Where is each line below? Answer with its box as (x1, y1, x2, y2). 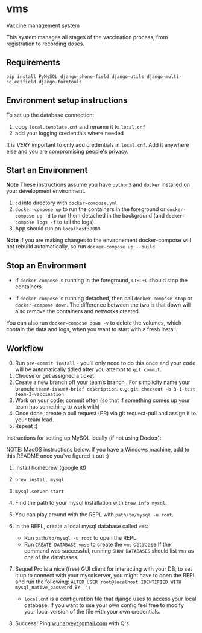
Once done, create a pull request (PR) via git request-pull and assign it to (14, 410, 197, 417)
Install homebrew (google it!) (14, 464, 86, 471)
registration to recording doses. (6, 40, 84, 47)
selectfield (6, 79, 36, 85)
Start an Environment (6, 165, 88, 175)
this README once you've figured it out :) (6, 452, 110, 459)
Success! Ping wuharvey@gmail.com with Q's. (14, 620, 131, 627)
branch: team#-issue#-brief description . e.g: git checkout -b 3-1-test (14, 385, 196, 392)
